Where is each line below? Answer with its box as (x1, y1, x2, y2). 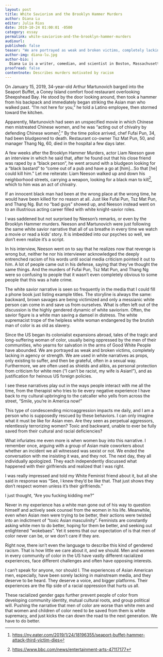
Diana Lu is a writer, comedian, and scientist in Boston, (9, 61, 131, 66)
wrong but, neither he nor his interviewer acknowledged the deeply (5, 251, 140, 257)
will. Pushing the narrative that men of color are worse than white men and (5, 603, 154, 608)
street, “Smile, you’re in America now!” (5, 398, 82, 404)
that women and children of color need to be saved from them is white (5, 608, 146, 614)
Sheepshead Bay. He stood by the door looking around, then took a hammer (5, 94, 157, 100)
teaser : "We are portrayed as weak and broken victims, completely (5, 48, 145, 52)
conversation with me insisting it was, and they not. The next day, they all (5, 453, 151, 459)
